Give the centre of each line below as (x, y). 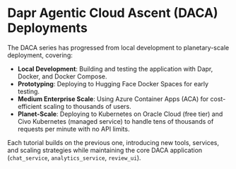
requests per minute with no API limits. (73, 129)
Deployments (48, 28)
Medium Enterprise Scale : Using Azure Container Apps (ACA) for (113, 99)
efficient (30, 106)
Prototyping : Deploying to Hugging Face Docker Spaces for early (113, 83)
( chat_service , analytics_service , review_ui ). (74, 158)
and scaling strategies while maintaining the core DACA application (105, 150)
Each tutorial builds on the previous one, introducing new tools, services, (113, 142)
